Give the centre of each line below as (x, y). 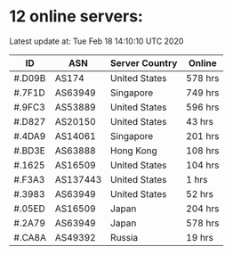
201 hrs (203, 136)
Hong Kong (133, 151)
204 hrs (203, 209)
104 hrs (203, 165)
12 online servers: (76, 16)
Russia (124, 237)
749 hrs (203, 93)
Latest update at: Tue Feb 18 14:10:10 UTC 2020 (96, 41)
